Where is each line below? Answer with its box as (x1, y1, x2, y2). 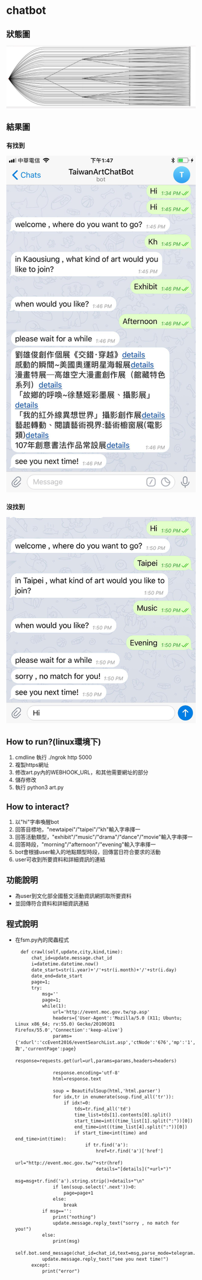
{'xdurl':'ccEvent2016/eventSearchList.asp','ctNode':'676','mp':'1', (14, 1039, 196, 1046)
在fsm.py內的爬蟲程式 (14, 936, 69, 943)
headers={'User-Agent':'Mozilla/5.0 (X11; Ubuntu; (53, 1015, 182, 1021)
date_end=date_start (31, 973, 83, 979)
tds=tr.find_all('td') (74, 1106, 131, 1112)
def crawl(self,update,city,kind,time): (20, 949, 123, 955)
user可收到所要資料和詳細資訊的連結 (14, 856, 105, 863)
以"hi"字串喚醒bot (14, 818, 60, 825)
